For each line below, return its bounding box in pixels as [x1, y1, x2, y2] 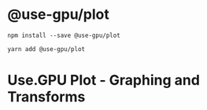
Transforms [7, 88, 86, 106]
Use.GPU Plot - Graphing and [7, 71, 200, 90]
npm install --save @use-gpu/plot [7, 31, 121, 39]
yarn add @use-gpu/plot [7, 45, 86, 53]
